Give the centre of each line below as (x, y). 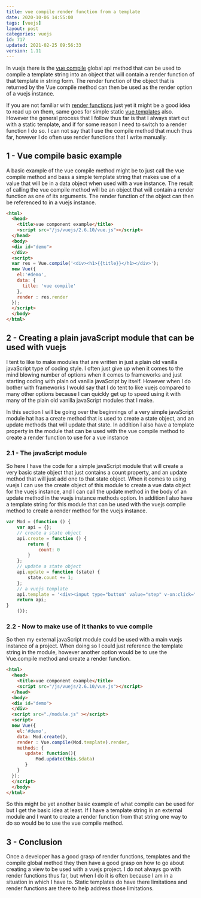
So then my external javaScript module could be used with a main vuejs (94, 640)
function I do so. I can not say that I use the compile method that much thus (99, 130)
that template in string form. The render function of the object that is (90, 80)
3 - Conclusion (34, 842)
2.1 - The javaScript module (47, 453)
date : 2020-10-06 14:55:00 (40, 17)
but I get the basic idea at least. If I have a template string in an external (94, 810)
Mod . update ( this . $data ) (65, 759)
